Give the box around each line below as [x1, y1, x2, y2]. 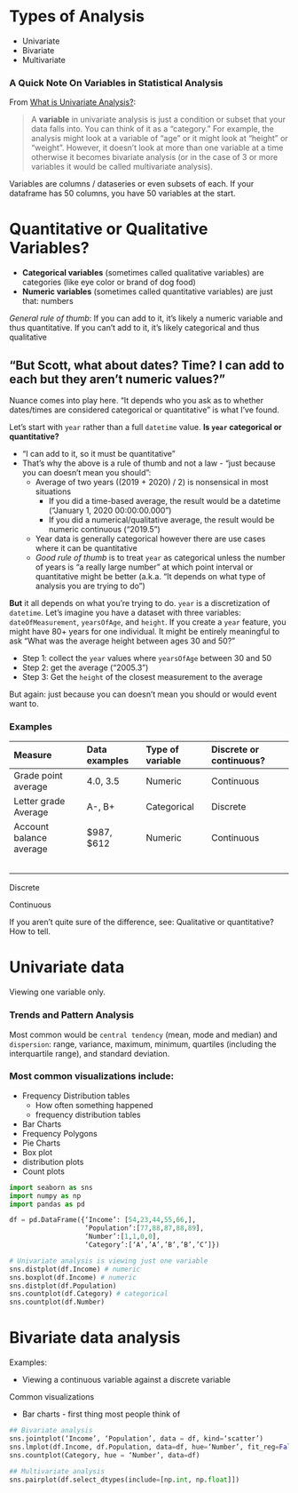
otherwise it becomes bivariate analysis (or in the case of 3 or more [30, 152, 278, 163]
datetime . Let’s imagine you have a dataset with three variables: [9, 607, 241, 618]
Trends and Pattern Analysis [9, 1009, 135, 1021]
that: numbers [21, 296, 74, 307]
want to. [9, 698, 39, 708]
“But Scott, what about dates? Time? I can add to [9, 357, 285, 372]
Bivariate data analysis [9, 1328, 181, 1348]
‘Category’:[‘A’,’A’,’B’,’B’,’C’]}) [84, 1241, 220, 1249]
